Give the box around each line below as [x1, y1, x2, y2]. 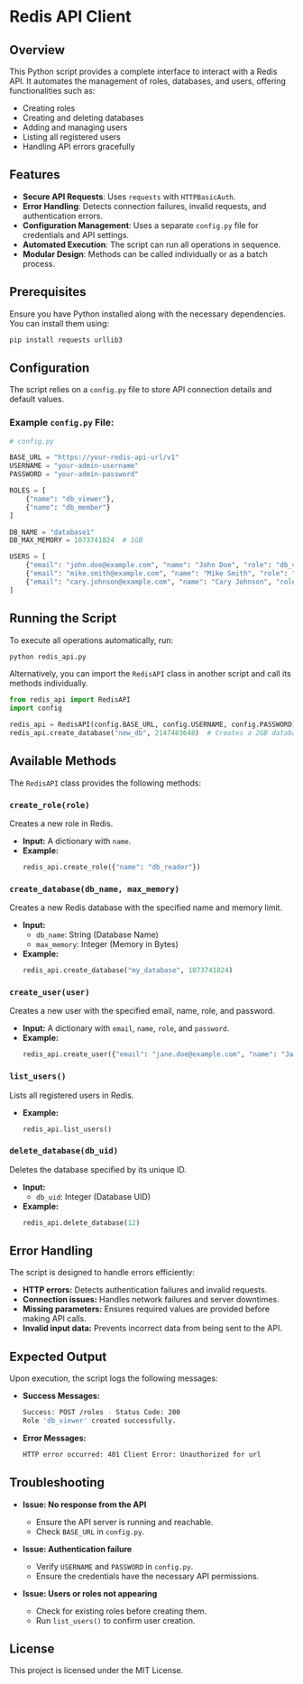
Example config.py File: [9, 417, 115, 429]
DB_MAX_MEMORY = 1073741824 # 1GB [9, 536, 143, 545]
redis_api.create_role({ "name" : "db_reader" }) [22, 863, 201, 872]
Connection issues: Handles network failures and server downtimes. [22, 1294, 280, 1305]
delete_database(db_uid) [9, 1146, 119, 1156]
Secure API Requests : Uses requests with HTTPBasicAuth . [22, 191, 236, 202]
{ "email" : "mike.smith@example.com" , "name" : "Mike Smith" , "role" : [25, 569, 289, 578]
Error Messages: [22, 1432, 87, 1443]
